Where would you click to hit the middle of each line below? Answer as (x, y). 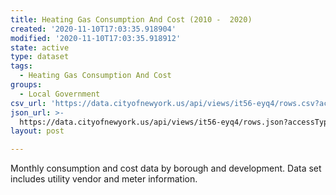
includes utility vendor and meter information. (104, 179)
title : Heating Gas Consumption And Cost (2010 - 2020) (131, 19)
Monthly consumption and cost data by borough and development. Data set (166, 168)
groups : (26, 85)
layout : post (37, 131)
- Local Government (60, 94)
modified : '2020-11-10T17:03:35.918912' (96, 38)
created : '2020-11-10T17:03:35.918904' (93, 29)
